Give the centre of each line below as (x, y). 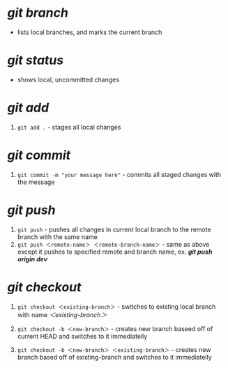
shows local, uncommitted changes (68, 79)
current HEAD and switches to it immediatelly (82, 336)
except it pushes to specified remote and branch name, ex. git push (115, 252)
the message (36, 182)
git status (36, 60)
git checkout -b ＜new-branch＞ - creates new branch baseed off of (115, 328)
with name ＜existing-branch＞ (62, 314)
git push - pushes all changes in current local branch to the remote (114, 229)
